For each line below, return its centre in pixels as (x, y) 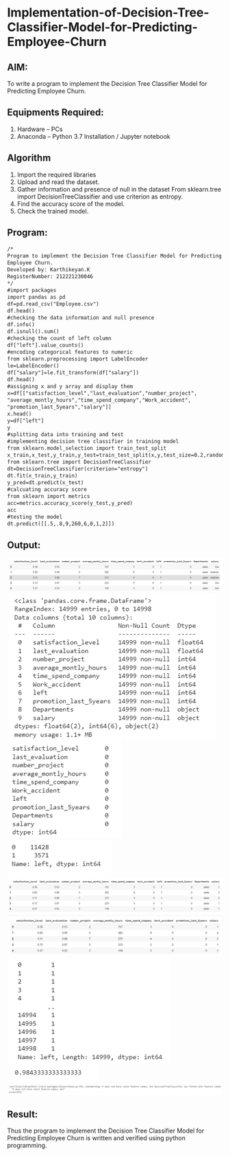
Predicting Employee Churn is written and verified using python (97, 1138)
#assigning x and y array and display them (70, 387)
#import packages (32, 291)
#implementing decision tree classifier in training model (93, 442)
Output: (24, 545)
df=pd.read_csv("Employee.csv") (53, 304)
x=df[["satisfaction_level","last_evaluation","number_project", (102, 394)
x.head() (20, 414)
